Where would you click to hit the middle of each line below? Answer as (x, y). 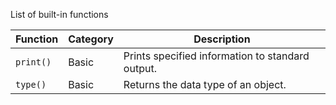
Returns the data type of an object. (205, 84)
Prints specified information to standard (216, 56)
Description (222, 39)
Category (91, 39)
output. (140, 68)
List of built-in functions (59, 14)
